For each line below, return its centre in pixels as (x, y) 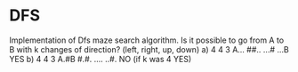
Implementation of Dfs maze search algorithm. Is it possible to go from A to (147, 40)
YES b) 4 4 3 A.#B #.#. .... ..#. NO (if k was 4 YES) (101, 59)
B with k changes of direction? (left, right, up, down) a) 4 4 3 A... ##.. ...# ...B (149, 49)
